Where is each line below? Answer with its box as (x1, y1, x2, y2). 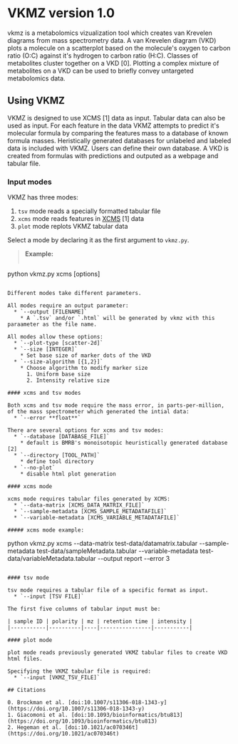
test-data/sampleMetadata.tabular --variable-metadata (36, 547, 198, 555)
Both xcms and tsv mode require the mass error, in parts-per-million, (7, 402, 224, 409)
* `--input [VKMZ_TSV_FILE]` (14, 674, 100, 681)
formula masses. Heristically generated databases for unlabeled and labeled (7, 136, 232, 145)
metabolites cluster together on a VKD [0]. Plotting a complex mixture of (7, 58, 219, 67)
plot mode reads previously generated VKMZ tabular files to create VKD (7, 649, 228, 656)
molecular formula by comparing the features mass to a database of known (7, 128, 229, 137)
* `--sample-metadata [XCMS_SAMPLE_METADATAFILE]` (14, 508, 167, 515)
